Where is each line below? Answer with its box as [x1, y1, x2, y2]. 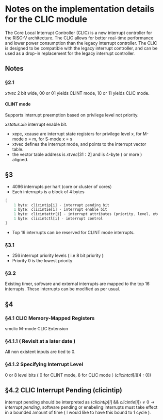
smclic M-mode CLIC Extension [5, 326, 68, 332]
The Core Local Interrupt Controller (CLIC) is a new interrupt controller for [5, 30, 152, 35]
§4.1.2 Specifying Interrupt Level [5, 361, 83, 368]
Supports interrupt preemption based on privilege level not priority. [5, 112, 139, 118]
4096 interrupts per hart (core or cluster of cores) [12, 184, 112, 189]
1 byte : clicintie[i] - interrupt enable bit [14, 207, 108, 212]
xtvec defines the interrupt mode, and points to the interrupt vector [12, 141, 147, 147]
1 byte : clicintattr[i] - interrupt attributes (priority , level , [14, 212, 151, 217]
